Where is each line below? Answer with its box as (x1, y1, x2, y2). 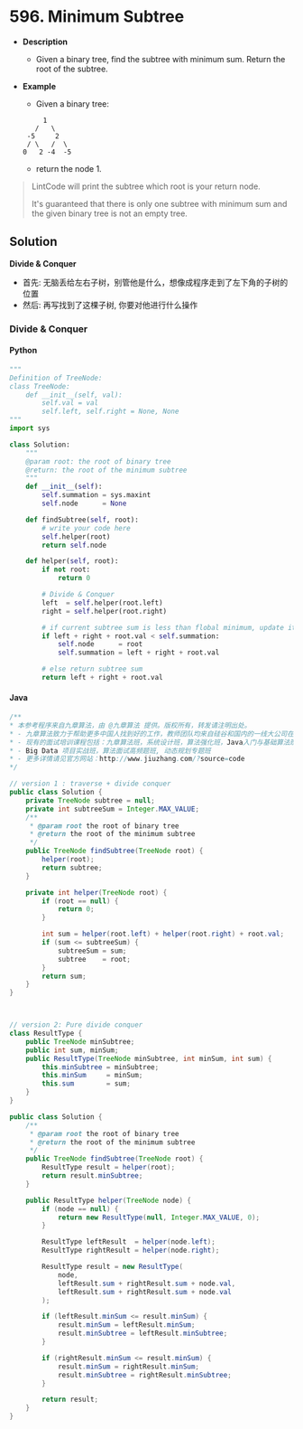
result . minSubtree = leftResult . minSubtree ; (57, 1329, 228, 1339)
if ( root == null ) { (41, 897, 119, 906)
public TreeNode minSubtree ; (25, 1037, 135, 1046)
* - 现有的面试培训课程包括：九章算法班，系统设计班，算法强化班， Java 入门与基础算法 (9, 738, 290, 747)
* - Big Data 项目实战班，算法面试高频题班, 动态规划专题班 (9, 746, 212, 756)
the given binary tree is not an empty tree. (31, 208, 188, 219)
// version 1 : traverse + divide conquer (9, 779, 171, 788)
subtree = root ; (57, 954, 131, 964)
